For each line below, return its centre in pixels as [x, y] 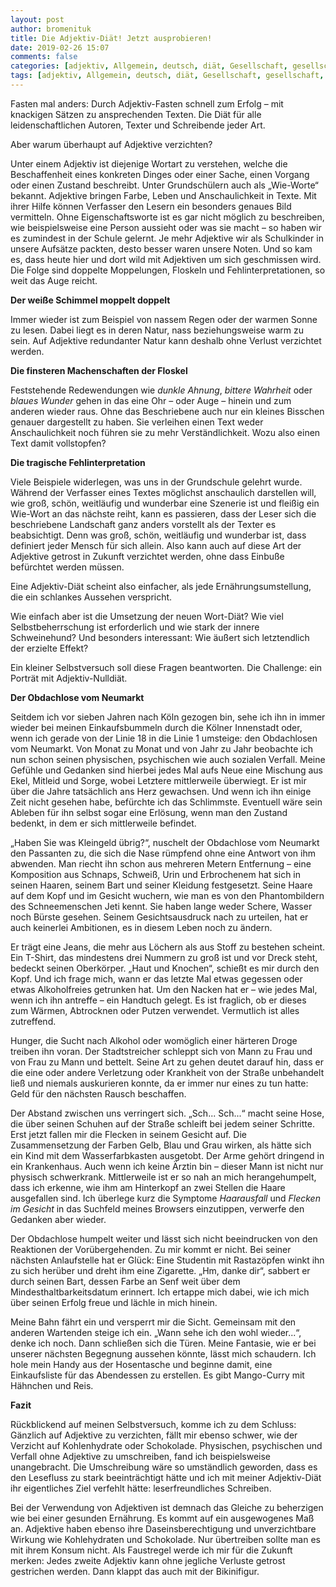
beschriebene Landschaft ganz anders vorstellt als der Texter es [143, 524]
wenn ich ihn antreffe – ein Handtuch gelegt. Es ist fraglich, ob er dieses [158, 1000]
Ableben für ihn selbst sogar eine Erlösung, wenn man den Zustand [149, 812]
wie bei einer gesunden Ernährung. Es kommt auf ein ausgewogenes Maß [162, 1518]
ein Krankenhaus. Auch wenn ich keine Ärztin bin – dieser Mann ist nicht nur [167, 1166]
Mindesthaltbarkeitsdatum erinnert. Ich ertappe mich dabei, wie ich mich [160, 1292]
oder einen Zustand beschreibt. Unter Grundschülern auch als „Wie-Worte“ [164, 185]
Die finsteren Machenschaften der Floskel [99, 370]
